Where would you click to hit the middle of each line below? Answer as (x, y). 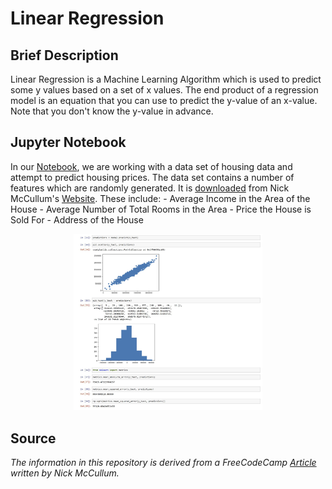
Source (33, 438)
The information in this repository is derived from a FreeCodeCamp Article (163, 463)
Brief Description (64, 55)
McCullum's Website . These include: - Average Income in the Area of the (160, 198)
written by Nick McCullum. (65, 473)
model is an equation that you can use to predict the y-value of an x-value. (164, 100)
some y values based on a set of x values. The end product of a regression (164, 90)
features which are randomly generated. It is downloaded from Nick (150, 188)
